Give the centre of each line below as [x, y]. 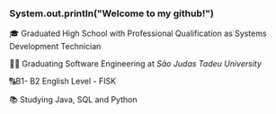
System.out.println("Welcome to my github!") [111, 13]
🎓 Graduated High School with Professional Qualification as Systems [138, 33]
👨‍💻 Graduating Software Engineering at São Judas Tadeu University [136, 64]
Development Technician [55, 47]
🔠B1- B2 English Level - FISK [63, 81]
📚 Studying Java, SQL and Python [73, 100]
